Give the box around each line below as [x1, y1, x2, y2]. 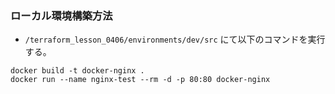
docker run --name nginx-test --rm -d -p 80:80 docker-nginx [10, 75, 271, 85]
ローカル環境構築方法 [10, 8, 113, 22]
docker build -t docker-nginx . [10, 66, 145, 76]
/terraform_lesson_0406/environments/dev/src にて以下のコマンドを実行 [24, 33, 326, 46]
